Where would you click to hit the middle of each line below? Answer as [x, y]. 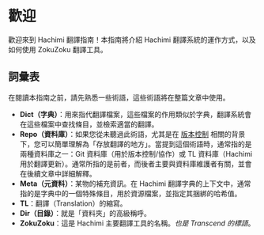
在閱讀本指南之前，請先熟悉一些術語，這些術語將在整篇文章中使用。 [119, 97]
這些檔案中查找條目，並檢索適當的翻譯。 [92, 124]
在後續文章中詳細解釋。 [58, 173]
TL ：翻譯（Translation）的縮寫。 [73, 203]
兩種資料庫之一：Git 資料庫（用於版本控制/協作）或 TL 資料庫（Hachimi [136, 154]
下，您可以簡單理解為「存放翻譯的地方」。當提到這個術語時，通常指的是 [136, 144]
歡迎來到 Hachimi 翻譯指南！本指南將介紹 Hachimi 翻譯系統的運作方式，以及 [132, 40]
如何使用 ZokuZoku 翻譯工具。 [58, 49]
